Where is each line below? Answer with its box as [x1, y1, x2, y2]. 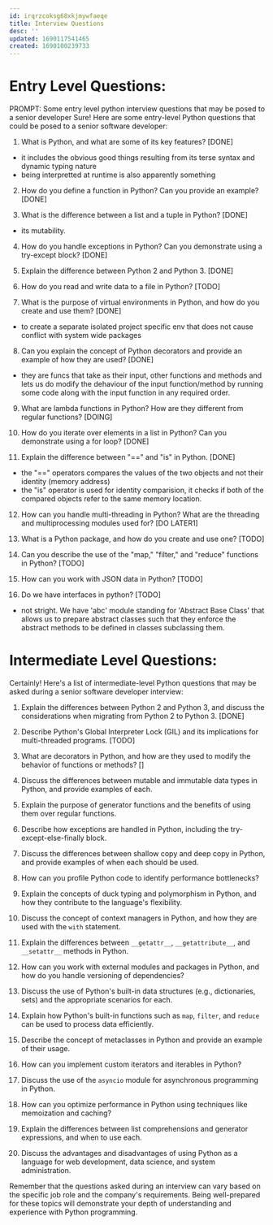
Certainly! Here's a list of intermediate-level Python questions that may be [9, 678, 257, 687]
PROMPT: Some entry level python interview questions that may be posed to [9, 104, 266, 114]
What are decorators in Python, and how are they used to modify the [20, 751, 251, 760]
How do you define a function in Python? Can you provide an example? [20, 186, 259, 196]
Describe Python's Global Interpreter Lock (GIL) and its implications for [20, 727, 259, 736]
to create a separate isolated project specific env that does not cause [20, 322, 254, 331]
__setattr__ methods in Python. [20, 946, 129, 955]
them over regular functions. [20, 809, 117, 818]
